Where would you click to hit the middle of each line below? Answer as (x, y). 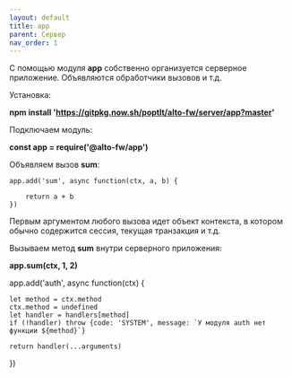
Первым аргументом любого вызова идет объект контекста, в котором (146, 222)
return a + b (50, 197)
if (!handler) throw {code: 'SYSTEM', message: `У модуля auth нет (138, 323)
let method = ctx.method (56, 300)
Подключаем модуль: (51, 130)
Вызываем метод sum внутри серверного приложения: (116, 249)
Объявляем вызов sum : (55, 165)
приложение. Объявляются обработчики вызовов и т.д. (116, 78)
